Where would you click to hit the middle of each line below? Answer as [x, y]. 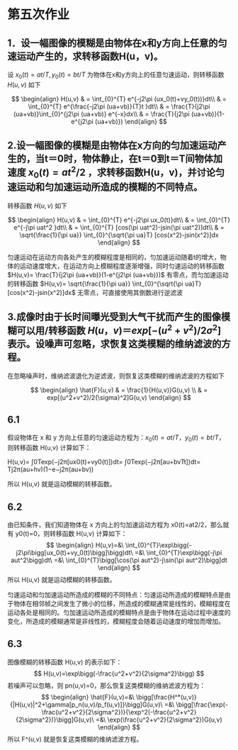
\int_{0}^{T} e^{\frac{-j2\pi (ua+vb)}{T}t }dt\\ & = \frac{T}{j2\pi [119, 106]
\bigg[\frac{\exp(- [202, 704]
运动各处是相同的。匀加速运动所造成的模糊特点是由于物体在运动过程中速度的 [119, 612]
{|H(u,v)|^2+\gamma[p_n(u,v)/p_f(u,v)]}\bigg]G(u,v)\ [86, 704]
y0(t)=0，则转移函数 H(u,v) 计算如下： [71, 534]
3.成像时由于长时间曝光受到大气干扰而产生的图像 [114, 317]
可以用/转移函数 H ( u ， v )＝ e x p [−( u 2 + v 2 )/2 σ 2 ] [119, 330]
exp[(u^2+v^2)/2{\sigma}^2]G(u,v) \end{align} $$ [119, 397]
